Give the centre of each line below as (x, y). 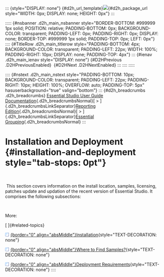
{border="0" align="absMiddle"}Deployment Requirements (70, 264)
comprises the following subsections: (43, 196)
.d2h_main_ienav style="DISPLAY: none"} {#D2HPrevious (63, 60)
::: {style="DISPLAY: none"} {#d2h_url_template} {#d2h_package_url (76, 8)
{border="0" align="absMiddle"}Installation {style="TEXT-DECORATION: (84, 235)
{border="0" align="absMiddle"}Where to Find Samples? (68, 249)
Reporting (86, 106)
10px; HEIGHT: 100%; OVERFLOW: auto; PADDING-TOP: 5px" (82, 85)
